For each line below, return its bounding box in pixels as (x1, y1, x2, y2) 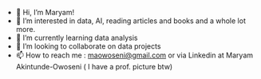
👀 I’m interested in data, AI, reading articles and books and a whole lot (15, 16, 246, 26)
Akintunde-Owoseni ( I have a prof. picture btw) (15, 62, 173, 71)
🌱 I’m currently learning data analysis (15, 33, 138, 42)
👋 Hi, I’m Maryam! (15, 8, 74, 17)
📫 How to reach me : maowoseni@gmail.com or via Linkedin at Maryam (15, 50, 254, 60)
